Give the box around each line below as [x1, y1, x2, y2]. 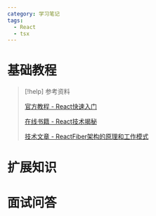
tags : [7, 17, 23, 24]
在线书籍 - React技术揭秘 [24, 117, 97, 126]
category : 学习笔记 [7, 10, 60, 18]
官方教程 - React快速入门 [24, 102, 97, 111]
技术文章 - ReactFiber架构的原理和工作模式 [24, 132, 149, 141]
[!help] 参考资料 [24, 88, 70, 96]
